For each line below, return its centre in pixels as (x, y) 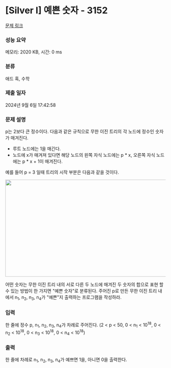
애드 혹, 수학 (18, 78)
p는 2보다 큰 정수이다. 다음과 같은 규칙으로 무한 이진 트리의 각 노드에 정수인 (80, 132)
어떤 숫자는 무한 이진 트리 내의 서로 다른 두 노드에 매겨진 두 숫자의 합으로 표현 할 (84, 285)
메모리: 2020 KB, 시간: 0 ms (34, 52)
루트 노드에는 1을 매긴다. (37, 149)
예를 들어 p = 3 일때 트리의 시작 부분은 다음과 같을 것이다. (62, 172)
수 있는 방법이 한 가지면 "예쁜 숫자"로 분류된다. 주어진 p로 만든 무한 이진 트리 (81, 291)
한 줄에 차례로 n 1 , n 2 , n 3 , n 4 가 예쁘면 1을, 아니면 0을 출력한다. (66, 360)
